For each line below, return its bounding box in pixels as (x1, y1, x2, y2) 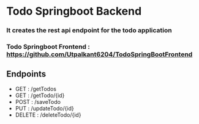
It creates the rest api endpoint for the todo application (6, 26, 173, 35)
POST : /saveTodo (15, 98, 61, 105)
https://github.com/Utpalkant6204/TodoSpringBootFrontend (6, 50, 193, 59)
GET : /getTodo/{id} (15, 92, 65, 99)
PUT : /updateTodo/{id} (15, 104, 75, 112)
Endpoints (6, 69, 47, 79)
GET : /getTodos (15, 85, 57, 92)
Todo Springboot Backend (6, 4, 142, 18)
